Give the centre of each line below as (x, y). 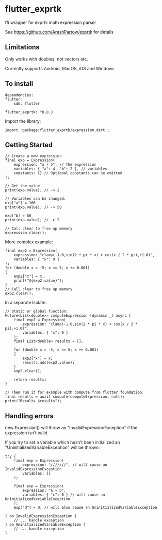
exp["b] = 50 (18, 216)
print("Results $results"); (33, 401)
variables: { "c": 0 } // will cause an (64, 495)
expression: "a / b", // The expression (55, 165)
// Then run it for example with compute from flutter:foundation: (75, 393)
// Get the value (23, 186)
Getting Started (29, 145)
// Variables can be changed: (36, 199)
